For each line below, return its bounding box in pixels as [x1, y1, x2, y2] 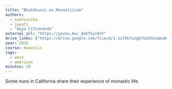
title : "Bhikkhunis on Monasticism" [5, 7, 83, 13]
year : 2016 [5, 41, 29, 46]
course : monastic [5, 45, 42, 50]
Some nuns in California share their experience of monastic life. [5, 78, 139, 84]
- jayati [10, 21, 29, 27]
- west [10, 54, 24, 60]
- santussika [10, 17, 38, 22]
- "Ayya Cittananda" [10, 26, 54, 32]
